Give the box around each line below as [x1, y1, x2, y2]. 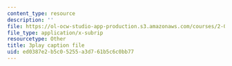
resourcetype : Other [7, 36, 67, 43]
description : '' [7, 16, 54, 23]
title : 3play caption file [7, 42, 85, 49]
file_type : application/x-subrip [7, 29, 104, 36]
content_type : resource [7, 10, 76, 17]
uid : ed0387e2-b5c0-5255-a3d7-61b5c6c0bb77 [7, 49, 135, 56]
